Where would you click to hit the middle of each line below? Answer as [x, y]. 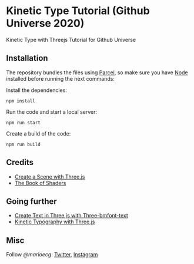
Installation [27, 58]
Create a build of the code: [39, 133]
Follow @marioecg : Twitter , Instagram [52, 255]
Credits [20, 162]
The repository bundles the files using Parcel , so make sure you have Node [97, 72]
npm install [21, 101]
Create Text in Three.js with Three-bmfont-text [71, 216]
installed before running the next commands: [60, 78]
